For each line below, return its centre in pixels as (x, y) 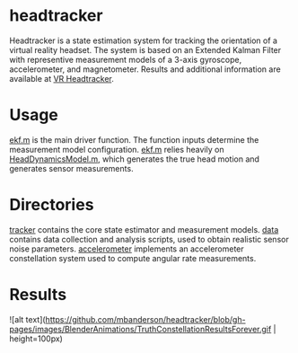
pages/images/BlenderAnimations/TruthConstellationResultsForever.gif (140, 329)
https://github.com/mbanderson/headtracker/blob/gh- (145, 319)
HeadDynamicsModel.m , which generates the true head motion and (135, 159)
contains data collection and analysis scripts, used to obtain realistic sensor (149, 239)
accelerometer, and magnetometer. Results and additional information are (145, 69)
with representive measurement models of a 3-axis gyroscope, (126, 59)
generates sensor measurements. (71, 168)
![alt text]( (28, 319)
